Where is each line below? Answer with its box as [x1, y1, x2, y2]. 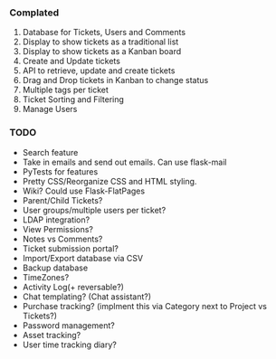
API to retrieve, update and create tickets [22, 65, 176, 76]
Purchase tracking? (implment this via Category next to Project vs [22, 300, 267, 311]
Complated [9, 6, 60, 19]
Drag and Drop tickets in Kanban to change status [22, 75, 209, 86]
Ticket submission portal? [22, 242, 119, 254]
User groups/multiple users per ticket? [22, 204, 167, 215]
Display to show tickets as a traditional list [22, 36, 179, 47]
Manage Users [22, 104, 78, 115]
